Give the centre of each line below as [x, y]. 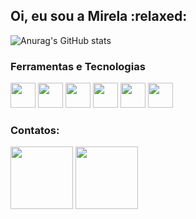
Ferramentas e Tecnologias [78, 66]
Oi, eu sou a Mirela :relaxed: [99, 16]
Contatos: [35, 131]
